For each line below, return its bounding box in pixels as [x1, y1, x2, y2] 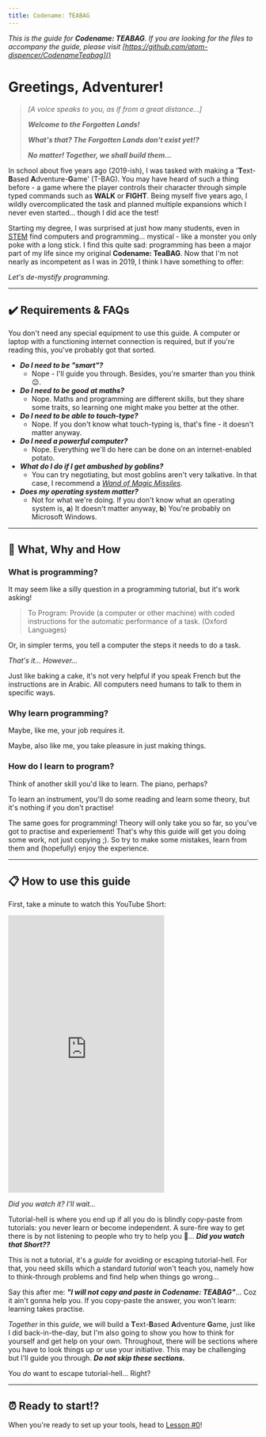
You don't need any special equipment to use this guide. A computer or [8, 328, 241, 338]
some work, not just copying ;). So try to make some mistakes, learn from [8, 835, 247, 844]
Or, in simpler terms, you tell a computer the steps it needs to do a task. [8, 640, 241, 650]
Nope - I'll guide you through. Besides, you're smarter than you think [31, 369, 256, 379]
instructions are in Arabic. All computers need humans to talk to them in [8, 679, 241, 690]
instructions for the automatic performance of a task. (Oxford [27, 617, 228, 626]
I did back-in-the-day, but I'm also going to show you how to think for [8, 1328, 235, 1338]
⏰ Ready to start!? [8, 1399, 100, 1412]
